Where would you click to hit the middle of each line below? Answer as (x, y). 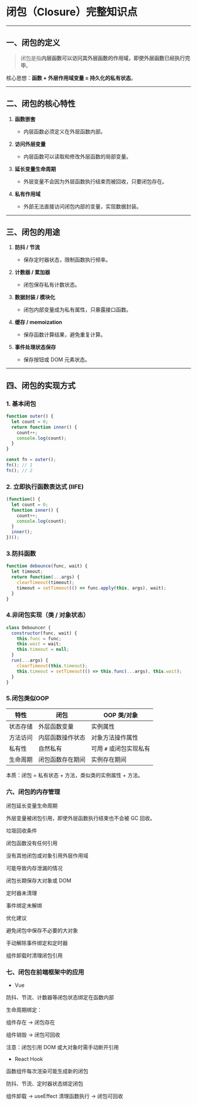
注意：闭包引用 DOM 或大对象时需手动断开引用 (62, 1047)
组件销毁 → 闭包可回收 (33, 1035)
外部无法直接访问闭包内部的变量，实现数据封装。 (82, 206)
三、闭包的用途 (33, 232)
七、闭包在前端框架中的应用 (45, 972)
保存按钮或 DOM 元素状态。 (57, 360)
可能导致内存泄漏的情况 (34, 868)
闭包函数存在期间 (62, 760)
